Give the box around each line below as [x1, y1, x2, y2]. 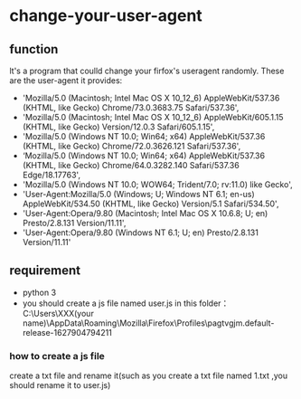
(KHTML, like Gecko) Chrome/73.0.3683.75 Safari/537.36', [22, 102, 240, 113]
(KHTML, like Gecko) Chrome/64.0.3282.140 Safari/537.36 [22, 160, 240, 170]
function [9, 42, 59, 57]
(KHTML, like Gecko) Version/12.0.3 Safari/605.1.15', [22, 121, 215, 132]
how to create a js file [9, 349, 106, 362]
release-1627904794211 [22, 327, 113, 337]
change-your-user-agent [9, 5, 203, 26]
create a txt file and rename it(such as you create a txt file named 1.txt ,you [9, 370, 288, 381]
